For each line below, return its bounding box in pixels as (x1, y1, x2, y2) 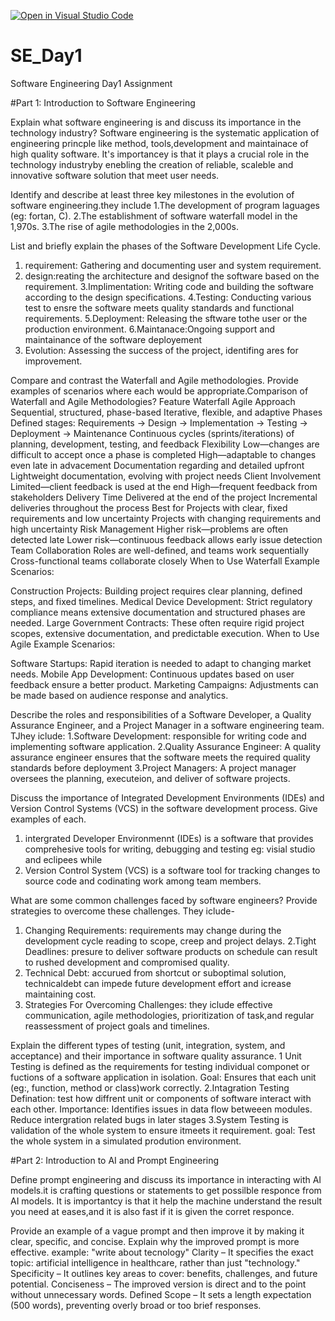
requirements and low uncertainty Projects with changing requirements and (10, 512, 322, 524)
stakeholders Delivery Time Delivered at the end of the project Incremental (10, 491, 318, 503)
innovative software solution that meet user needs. (10, 169, 220, 181)
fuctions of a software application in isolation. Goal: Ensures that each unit (10, 1071, 317, 1083)
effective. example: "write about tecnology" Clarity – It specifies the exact (10, 1246, 314, 1258)
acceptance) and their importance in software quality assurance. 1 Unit (10, 1050, 302, 1062)
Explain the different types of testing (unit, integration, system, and (10, 1039, 286, 1051)
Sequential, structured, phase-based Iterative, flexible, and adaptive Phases (10, 406, 323, 418)
